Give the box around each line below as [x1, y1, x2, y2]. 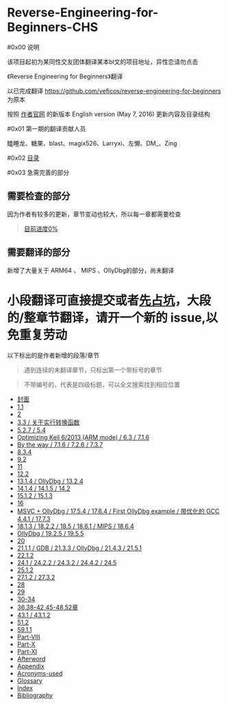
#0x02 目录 [7, 153, 40, 162]
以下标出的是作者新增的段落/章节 [7, 351, 100, 359]
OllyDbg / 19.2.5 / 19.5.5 [16, 529, 84, 537]
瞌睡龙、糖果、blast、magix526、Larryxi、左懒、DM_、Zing [7, 139, 177, 147]
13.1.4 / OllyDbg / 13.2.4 [16, 477, 84, 485]
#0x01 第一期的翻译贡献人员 [7, 124, 86, 133]
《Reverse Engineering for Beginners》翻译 [7, 72, 123, 80]
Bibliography [16, 691, 53, 699]
